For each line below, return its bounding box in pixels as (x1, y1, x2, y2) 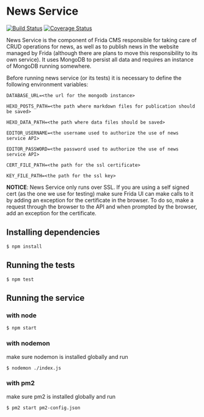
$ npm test (6, 276, 34, 282)
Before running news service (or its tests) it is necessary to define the (6, 74, 182, 81)
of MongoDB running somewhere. (6, 62, 92, 70)
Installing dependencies (6, 227, 100, 238)
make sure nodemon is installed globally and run (6, 353, 128, 360)
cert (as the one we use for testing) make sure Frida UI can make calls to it (6, 190, 194, 197)
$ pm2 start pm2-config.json (6, 405, 81, 411)
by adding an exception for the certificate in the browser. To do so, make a (6, 196, 194, 204)
